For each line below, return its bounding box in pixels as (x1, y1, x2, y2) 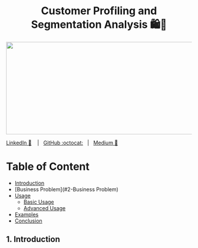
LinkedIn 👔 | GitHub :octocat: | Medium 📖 (6, 139, 118, 146)
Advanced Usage (23, 204, 66, 211)
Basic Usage (23, 198, 54, 205)
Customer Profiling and (41, 4, 157, 18)
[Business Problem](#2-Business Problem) (14, 185, 119, 193)
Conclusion (14, 217, 42, 224)
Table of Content (6, 160, 90, 173)
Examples (14, 211, 39, 218)
